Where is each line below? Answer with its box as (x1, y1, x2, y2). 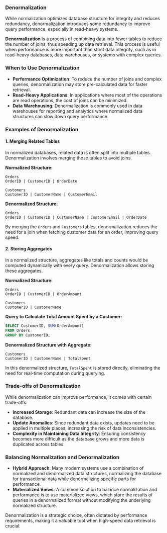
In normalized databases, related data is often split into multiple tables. (5, 149, 151, 155)
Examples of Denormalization (5, 126, 79, 133)
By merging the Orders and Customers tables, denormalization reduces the (5, 223, 157, 230)
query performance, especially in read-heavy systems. (5, 26, 119, 32)
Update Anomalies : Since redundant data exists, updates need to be (12, 419, 154, 426)
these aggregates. (5, 268, 43, 274)
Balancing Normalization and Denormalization (5, 454, 120, 461)
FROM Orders (5, 328, 30, 333)
